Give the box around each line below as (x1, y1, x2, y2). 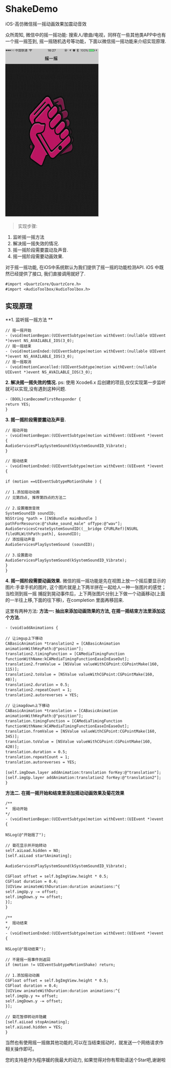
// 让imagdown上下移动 (5, 703, 50, 708)
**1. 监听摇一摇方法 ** (5, 316, 53, 323)
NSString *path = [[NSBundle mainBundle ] (5, 515, 97, 521)
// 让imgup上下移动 (5, 636, 43, 641)
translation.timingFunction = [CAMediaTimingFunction (5, 718, 123, 723)
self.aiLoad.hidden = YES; (5, 1024, 63, 1029)
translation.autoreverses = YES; (5, 759, 77, 764)
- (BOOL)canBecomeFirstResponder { (5, 397, 81, 402)
